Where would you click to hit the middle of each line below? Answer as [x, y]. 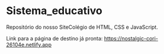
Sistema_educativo [54, 11]
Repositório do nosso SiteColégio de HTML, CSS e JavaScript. [82, 27]
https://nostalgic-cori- [131, 38]
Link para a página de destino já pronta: [54, 38]
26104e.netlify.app [29, 45]
